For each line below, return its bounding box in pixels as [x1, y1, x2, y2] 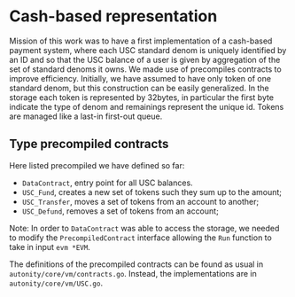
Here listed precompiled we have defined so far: [9, 160, 185, 170]
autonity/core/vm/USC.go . [9, 277, 104, 288]
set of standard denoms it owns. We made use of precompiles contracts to [9, 64, 282, 74]
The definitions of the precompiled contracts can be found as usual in [9, 259, 264, 270]
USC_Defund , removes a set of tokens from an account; [21, 206, 219, 216]
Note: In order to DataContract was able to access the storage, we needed [9, 223, 280, 233]
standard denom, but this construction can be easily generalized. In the [9, 82, 269, 93]
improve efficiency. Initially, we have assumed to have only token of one [9, 73, 272, 83]
